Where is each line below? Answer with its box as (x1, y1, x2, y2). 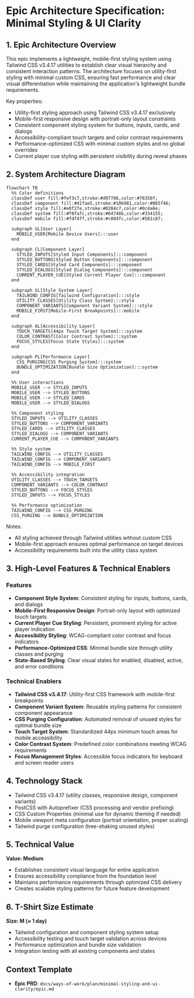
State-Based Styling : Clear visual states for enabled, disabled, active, (14, 656, 183, 663)
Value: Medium (6, 855, 44, 862)
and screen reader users (14, 759, 74, 766)
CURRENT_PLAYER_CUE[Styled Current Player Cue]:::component (16, 272, 166, 278)
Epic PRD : (14, 980, 39, 987)
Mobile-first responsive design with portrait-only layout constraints (14, 115, 176, 122)
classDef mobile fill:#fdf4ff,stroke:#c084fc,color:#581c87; (11, 215, 164, 222)
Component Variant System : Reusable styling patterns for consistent (14, 703, 182, 710)
